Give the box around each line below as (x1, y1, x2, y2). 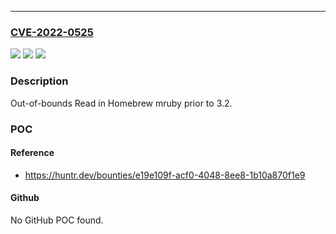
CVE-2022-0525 (10, 25, 94, 39)
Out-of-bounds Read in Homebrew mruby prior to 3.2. (10, 97, 233, 109)
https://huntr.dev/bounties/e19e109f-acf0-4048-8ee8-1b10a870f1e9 (24, 169, 306, 181)
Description (10, 74, 69, 88)
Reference (10, 147, 55, 159)
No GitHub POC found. (10, 214, 104, 226)
